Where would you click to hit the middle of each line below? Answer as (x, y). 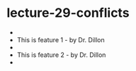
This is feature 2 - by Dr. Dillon (61, 55)
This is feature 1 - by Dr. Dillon (61, 39)
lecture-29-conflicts (68, 13)
